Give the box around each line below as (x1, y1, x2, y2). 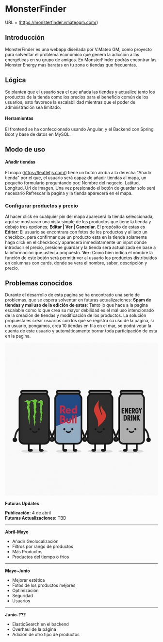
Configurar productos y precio (5, 202, 79, 209)
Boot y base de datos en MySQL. (5, 131, 71, 137)
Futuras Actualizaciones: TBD (5, 515, 66, 521)
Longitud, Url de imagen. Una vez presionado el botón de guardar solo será (5, 185, 156, 191)
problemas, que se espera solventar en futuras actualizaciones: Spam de (5, 297, 151, 303)
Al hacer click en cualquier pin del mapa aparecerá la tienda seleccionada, (5, 214, 154, 219)
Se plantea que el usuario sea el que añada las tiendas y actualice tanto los (5, 89, 155, 95)
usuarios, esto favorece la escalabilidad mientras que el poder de (5, 99, 136, 105)
